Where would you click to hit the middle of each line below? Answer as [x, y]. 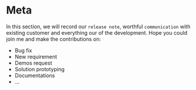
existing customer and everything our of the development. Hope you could [97, 32]
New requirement [36, 56]
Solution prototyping [40, 69]
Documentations [35, 75]
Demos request [33, 63]
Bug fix [23, 50]
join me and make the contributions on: [54, 39]
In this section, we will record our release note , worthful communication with [98, 26]
